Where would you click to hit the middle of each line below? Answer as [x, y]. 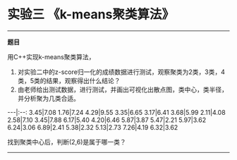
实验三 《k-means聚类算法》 [91, 14]
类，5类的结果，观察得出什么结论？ [69, 80]
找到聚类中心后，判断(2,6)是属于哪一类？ [67, 142]
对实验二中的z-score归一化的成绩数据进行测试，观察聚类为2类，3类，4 [121, 72]
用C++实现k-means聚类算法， [51, 56]
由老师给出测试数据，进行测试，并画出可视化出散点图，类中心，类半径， [122, 90]
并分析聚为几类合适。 [48, 98]
